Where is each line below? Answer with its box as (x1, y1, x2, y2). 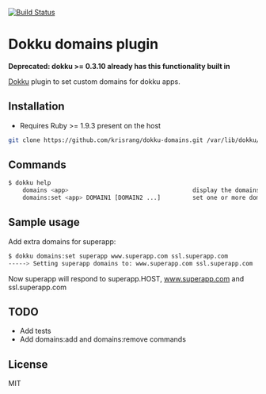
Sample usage (8, 216, 81, 229)
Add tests (19, 326, 51, 336)
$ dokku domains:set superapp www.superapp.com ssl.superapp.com (8, 252, 228, 260)
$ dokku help (8, 179, 51, 187)
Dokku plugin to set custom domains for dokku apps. (8, 76, 180, 86)
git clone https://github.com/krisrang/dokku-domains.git (8, 136, 203, 144)
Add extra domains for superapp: (8, 236, 116, 246)
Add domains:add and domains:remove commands (19, 335, 186, 344)
